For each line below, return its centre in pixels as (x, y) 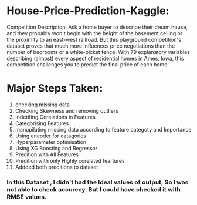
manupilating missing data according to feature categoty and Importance (103, 129)
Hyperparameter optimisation (51, 142)
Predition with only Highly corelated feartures (70, 160)
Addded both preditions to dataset (57, 167)
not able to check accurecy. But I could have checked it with (94, 189)
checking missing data (42, 105)
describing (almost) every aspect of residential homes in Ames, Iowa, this (95, 58)
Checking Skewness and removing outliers (67, 110)
